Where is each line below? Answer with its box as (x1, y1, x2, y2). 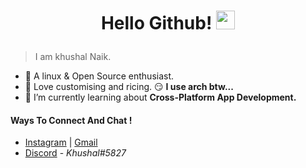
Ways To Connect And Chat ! (10, 114, 133, 126)
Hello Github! (100, 12, 213, 35)
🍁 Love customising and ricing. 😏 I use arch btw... (24, 81, 234, 93)
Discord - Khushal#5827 (24, 147, 127, 159)
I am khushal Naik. (34, 51, 112, 63)
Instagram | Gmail (24, 136, 98, 149)
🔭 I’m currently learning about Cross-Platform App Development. (24, 91, 297, 104)
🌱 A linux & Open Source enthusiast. (24, 70, 175, 82)
